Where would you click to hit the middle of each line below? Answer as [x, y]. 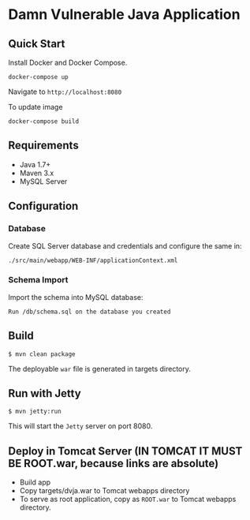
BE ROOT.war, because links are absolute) [114, 463]
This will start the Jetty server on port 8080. [80, 426]
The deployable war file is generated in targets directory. [100, 368]
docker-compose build [44, 122]
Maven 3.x [37, 173]
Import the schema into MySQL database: [76, 297]
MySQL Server [43, 181]
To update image [35, 107]
